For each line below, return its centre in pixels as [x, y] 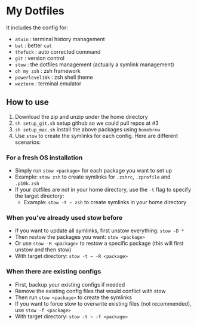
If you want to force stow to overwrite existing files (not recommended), [103, 303]
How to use [27, 102]
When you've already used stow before [64, 217]
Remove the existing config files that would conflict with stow [90, 291]
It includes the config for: [37, 27]
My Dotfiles [35, 11]
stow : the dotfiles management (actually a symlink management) [94, 64]
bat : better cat [33, 45]
